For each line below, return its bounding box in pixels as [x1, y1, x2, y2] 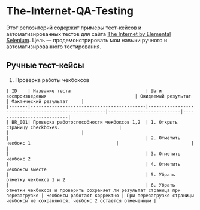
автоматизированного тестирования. [6, 43, 102, 50]
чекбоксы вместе [6, 166, 47, 172]
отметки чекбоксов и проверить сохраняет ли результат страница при [6, 187, 181, 193]
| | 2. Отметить [6, 135, 181, 141]
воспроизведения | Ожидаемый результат [6, 93, 192, 99]
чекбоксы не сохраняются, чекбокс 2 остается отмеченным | [6, 197, 157, 204]
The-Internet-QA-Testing [6, 4, 134, 18]
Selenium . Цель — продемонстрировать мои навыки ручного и [6, 36, 168, 44]
